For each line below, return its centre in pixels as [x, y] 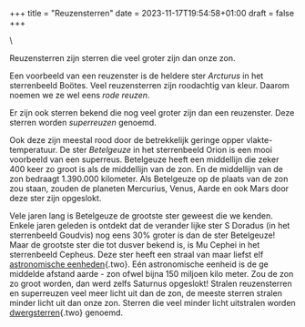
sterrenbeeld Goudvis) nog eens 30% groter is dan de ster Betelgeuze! [142, 235]
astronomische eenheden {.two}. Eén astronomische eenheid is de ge [139, 264]
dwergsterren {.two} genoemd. [66, 312]
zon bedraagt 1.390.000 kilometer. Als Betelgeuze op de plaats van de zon [149, 179]
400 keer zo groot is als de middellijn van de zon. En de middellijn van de [147, 169]
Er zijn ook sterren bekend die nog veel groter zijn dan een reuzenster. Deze [152, 112]
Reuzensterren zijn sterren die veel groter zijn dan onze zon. [122, 58]
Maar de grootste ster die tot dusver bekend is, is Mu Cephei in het [135, 245]
